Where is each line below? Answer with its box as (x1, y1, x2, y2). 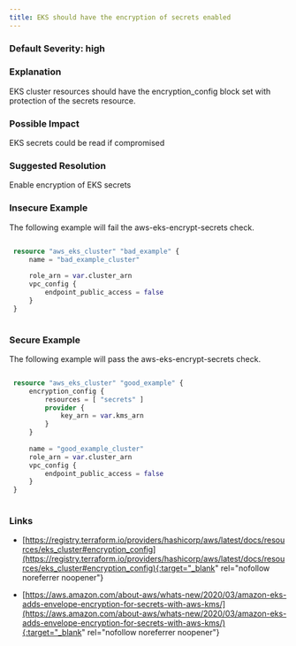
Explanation (9, 65, 62, 78)
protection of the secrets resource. (9, 95, 136, 106)
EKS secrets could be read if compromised (9, 138, 165, 149)
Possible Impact (9, 117, 80, 129)
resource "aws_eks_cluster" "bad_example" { (12, 247, 179, 256)
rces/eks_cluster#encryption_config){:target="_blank (21, 563, 216, 573)
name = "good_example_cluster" (28, 444, 144, 453)
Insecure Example (9, 202, 88, 214)
